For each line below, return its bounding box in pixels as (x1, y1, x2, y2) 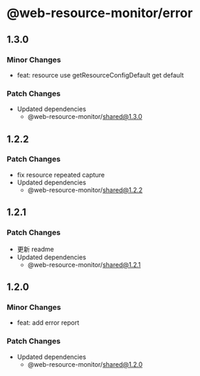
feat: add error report (16, 318, 80, 327)
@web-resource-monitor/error (6, 5, 193, 21)
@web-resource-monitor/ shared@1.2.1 (27, 260, 142, 268)
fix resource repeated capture (16, 170, 105, 179)
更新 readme (16, 244, 54, 254)
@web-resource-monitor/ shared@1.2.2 (27, 185, 143, 194)
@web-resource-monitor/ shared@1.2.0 (27, 360, 143, 368)
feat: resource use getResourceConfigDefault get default (16, 70, 184, 79)
